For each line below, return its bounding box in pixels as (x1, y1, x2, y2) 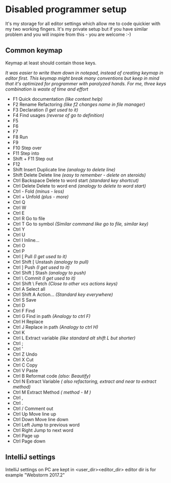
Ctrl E (12, 210, 25, 216)
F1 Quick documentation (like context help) (12, 96, 103, 102)
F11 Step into (12, 150, 39, 156)
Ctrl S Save (12, 296, 37, 303)
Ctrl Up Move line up (12, 410, 56, 417)
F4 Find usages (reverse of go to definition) (12, 112, 105, 118)
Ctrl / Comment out (12, 405, 54, 411)
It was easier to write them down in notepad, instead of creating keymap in (5, 70, 163, 76)
